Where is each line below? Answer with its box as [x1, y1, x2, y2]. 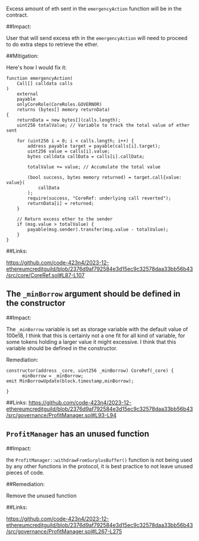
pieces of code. [6, 469, 45, 476]
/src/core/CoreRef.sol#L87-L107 [6, 272, 85, 279]
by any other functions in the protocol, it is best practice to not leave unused [6, 462, 193, 470]
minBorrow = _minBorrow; [21, 372, 84, 379]
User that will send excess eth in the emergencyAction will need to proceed [6, 35, 188, 41]
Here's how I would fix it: [6, 64, 67, 71]
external [17, 91, 39, 97]
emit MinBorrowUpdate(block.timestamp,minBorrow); [6, 378, 134, 384]
